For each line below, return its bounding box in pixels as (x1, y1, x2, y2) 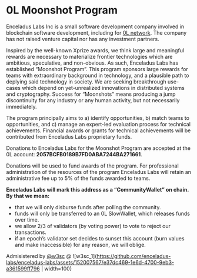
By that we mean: (6, 192, 50, 199)
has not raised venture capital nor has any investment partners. (6, 35, 160, 42)
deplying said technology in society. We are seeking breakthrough (6, 78, 166, 85)
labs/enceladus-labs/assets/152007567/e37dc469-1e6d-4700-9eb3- (6, 259, 175, 266)
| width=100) (41, 265, 72, 272)
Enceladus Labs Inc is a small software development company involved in (6, 23, 185, 30)
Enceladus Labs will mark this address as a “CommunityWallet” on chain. (6, 186, 189, 193)
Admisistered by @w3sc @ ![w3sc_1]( (6, 252, 97, 259)
